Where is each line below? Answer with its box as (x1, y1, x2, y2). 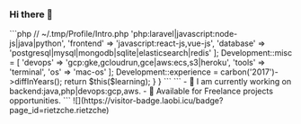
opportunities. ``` (9, 95, 71, 106)
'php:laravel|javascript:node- (130, 29, 238, 40)
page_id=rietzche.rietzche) (9, 105, 110, 116)
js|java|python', (9, 38, 66, 49)
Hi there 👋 (9, 8, 54, 21)
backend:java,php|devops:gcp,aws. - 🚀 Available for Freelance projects (9, 85, 274, 97)
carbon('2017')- (219, 66, 279, 77)
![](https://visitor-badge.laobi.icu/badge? (72, 95, 224, 106)
